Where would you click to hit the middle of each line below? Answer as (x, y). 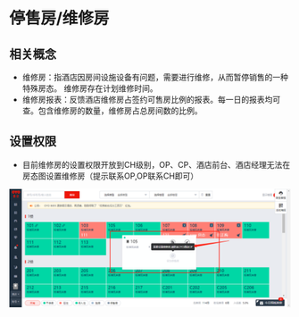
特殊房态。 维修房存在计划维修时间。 (90, 88)
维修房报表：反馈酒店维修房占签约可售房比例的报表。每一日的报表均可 (151, 100)
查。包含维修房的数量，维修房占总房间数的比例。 (112, 111)
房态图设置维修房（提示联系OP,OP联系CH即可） (110, 176)
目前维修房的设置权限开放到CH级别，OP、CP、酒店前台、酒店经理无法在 (156, 164)
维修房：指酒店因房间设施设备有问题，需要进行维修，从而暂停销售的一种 (155, 77)
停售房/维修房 (59, 18)
